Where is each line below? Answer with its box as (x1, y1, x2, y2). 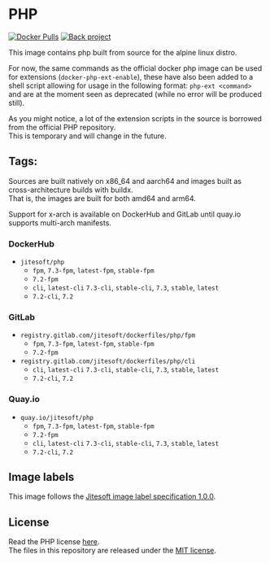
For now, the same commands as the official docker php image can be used (8, 63, 263, 73)
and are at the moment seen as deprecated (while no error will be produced (8, 89, 263, 98)
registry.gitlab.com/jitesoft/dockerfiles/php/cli (20, 357, 196, 366)
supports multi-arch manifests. (8, 217, 112, 228)
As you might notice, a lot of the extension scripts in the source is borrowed (8, 113, 263, 123)
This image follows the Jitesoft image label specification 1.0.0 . (8, 491, 216, 501)
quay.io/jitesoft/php (20, 413, 94, 421)
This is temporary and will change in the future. (8, 131, 167, 141)
